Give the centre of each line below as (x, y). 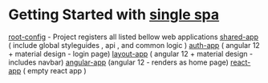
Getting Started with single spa (114, 15)
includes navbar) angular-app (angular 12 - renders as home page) (118, 62)
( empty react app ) (55, 70)
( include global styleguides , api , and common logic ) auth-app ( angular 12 (134, 45)
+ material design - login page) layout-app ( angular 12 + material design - (131, 53)
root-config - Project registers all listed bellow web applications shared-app (134, 37)
